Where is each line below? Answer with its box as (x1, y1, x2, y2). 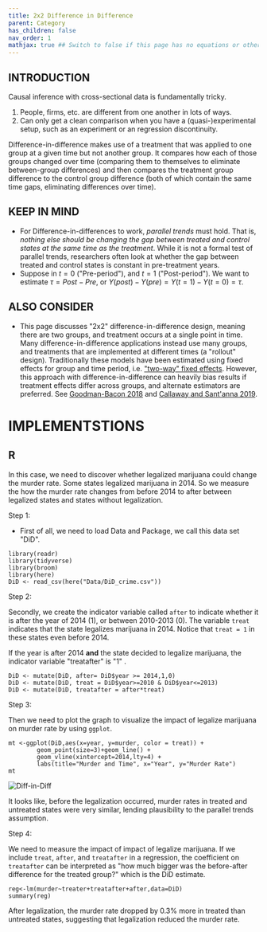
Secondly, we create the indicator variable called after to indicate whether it (8, 607, 259, 617)
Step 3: (8, 699, 32, 709)
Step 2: (8, 591, 32, 601)
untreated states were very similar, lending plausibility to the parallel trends (8, 805, 254, 814)
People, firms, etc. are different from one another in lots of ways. (19, 107, 232, 116)
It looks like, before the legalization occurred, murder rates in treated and (8, 796, 248, 805)
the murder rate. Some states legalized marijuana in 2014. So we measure (8, 478, 250, 488)
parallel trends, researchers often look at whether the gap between (19, 252, 240, 261)
